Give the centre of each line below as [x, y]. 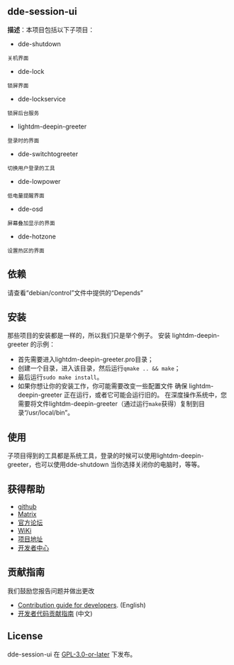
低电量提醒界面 [26, 196]
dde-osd [30, 209]
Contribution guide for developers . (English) [82, 605]
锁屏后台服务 [23, 113]
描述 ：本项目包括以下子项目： [51, 29]
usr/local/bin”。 [51, 413]
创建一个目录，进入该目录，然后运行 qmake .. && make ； [99, 368]
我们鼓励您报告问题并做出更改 [51, 590]
